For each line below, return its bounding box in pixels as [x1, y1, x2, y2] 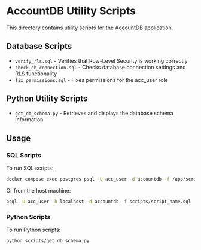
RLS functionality [14, 70, 57, 77]
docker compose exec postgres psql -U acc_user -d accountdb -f [6, 176, 170, 182]
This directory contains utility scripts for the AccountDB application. [6, 24, 173, 31]
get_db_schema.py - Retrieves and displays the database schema [14, 109, 173, 117]
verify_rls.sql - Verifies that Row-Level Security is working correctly [14, 57, 188, 64]
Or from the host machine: [6, 187, 71, 194]
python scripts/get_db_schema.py [6, 238, 90, 244]
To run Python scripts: [6, 226, 61, 234]
